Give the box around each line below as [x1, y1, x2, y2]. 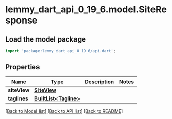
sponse [5, 14, 38, 26]
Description [85, 78, 114, 85]
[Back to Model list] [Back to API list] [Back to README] [5, 108, 123, 114]
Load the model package [5, 35, 86, 44]
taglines [8, 95, 28, 102]
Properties [5, 63, 40, 71]
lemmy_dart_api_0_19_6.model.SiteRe [5, 4, 167, 15]
